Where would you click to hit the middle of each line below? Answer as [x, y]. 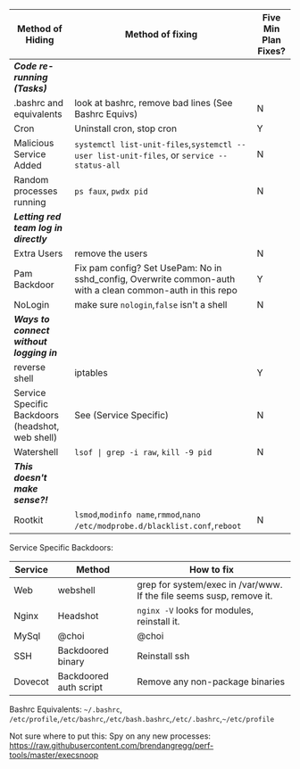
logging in [36, 353]
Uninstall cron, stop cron [125, 128]
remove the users [111, 253]
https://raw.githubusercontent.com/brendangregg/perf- [112, 745]
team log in [38, 228]
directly [30, 239]
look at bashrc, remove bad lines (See [154, 103]
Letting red [37, 216]
